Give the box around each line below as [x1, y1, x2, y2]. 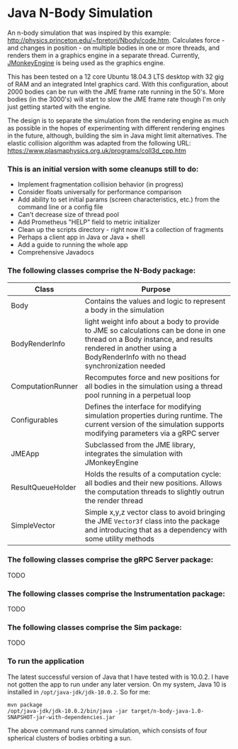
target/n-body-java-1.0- [130, 707, 204, 714]
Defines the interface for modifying [84, 401, 202, 411]
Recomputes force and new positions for [84, 372, 220, 382]
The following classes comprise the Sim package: [7, 623, 182, 633]
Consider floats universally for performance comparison [17, 188, 182, 196]
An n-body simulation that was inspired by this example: [7, 28, 171, 37]
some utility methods [84, 533, 154, 543]
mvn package [7, 701, 42, 709]
